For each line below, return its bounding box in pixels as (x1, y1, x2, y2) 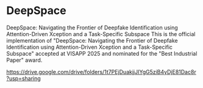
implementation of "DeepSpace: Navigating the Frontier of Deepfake (6, 37, 178, 44)
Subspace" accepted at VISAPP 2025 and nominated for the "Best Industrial (6, 50, 198, 57)
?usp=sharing (6, 75, 41, 82)
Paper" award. (6, 56, 43, 64)
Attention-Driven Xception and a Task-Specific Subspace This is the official (6, 30, 196, 37)
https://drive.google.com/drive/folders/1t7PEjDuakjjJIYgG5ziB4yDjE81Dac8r (6, 68, 196, 75)
